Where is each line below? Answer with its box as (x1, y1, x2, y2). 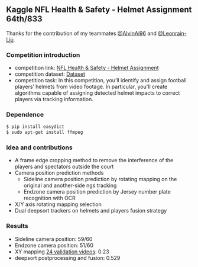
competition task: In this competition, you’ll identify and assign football (14, 77, 187, 84)
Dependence (6, 111, 44, 119)
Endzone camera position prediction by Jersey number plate (23, 188, 171, 195)
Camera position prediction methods (14, 169, 104, 176)
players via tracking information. (14, 96, 93, 103)
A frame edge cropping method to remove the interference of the (14, 157, 174, 164)
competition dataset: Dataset (14, 70, 86, 78)
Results (6, 222, 28, 230)
